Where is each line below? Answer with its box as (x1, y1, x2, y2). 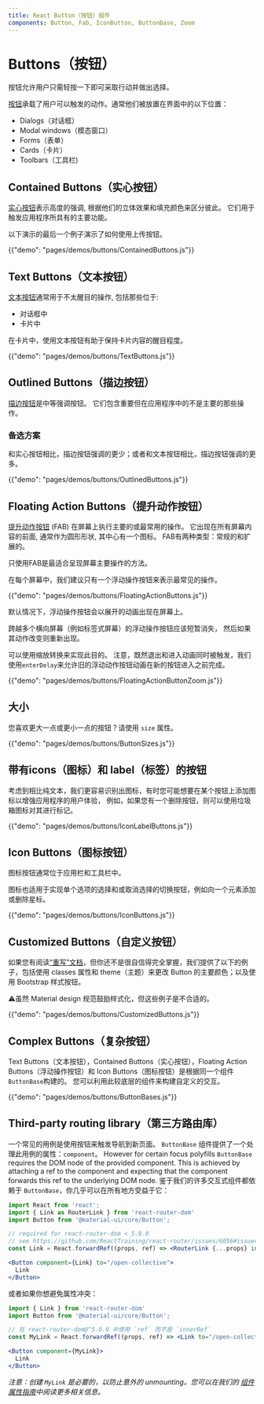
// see (8, 1237, 30, 1245)
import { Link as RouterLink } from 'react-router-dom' (8, 1208, 195, 1216)
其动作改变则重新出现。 (8, 633, 84, 643)
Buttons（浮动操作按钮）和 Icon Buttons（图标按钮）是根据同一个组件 (8, 1067, 234, 1076)
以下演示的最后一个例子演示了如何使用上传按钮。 (8, 230, 167, 239)
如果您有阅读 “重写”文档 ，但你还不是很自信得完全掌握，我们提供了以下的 (8, 957, 242, 967)
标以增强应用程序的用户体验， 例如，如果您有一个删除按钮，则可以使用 (8, 795, 237, 805)
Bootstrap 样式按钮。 (16, 977, 85, 987)
